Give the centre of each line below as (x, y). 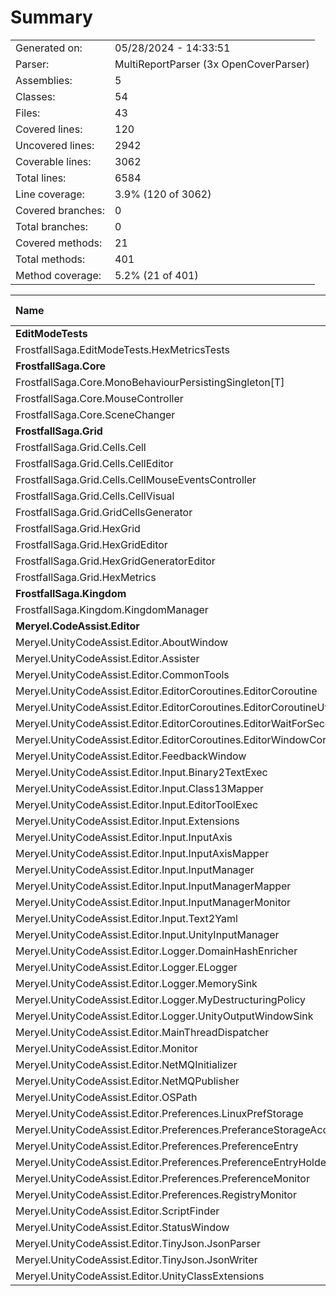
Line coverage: (50, 194)
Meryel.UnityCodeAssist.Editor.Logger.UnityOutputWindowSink (164, 1016)
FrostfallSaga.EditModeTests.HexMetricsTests (122, 349)
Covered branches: (60, 210)
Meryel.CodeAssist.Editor (77, 626)
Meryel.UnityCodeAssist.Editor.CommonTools (122, 674)
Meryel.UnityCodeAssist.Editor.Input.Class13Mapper (140, 788)
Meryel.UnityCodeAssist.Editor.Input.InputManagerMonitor (153, 902)
